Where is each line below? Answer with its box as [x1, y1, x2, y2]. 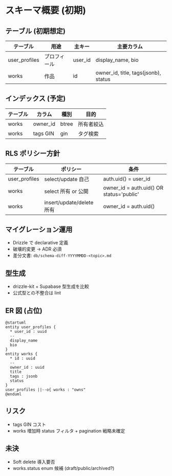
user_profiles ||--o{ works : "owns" [5, 387, 86, 393]
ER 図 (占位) [5, 306, 42, 315]
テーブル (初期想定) [5, 27, 66, 35]
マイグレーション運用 [5, 225, 73, 234]
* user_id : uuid [10, 329, 47, 334]
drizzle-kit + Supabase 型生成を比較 [12, 283, 90, 289]
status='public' [103, 190, 139, 197]
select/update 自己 [44, 175, 90, 183]
